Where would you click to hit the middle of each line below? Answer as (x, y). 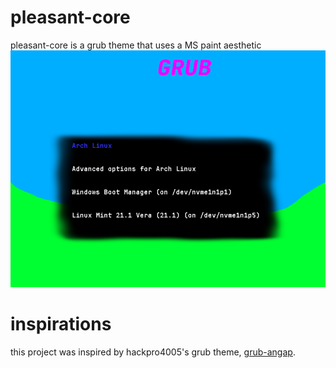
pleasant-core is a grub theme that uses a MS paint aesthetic (136, 45)
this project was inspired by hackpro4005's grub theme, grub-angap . (153, 352)
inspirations (61, 324)
